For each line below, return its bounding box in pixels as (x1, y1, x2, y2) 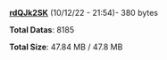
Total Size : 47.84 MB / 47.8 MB (9, 41, 123, 52)
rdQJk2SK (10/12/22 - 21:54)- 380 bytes (9, 8, 159, 18)
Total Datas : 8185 (9, 25, 74, 34)
